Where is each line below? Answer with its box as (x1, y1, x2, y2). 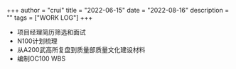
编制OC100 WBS (16, 54, 65, 63)
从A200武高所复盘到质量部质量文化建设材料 (16, 46, 146, 54)
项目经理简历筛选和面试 (16, 28, 86, 36)
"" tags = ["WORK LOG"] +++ (6, 13, 93, 22)
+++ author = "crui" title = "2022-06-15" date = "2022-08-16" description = (6, 6, 229, 14)
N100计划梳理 (16, 37, 58, 45)
